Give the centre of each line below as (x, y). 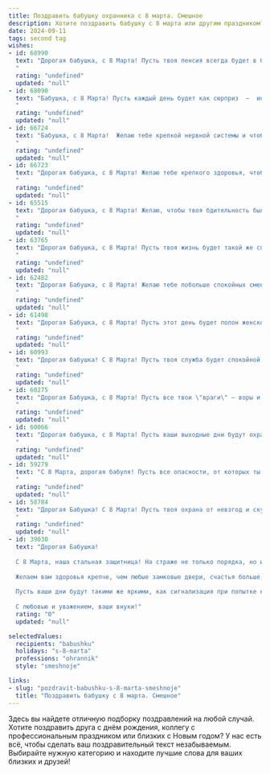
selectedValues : (35, 636)
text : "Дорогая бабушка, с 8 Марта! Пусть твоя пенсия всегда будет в (136, 61)
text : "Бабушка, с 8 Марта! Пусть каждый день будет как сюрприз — (133, 98)
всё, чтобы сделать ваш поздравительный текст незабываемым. (120, 744)
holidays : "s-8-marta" (53, 651)
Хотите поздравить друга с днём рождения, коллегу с (102, 727)
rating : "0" (36, 614)
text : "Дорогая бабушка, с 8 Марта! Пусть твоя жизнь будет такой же (134, 248)
